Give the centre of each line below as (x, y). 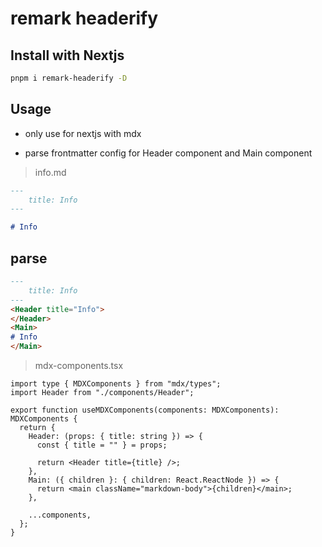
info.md (50, 172)
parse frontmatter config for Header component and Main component (168, 153)
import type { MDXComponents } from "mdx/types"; (116, 384)
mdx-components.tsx (79, 365)
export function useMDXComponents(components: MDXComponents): (145, 410)
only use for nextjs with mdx (83, 133)
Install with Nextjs (67, 55)
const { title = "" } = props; (102, 445)
